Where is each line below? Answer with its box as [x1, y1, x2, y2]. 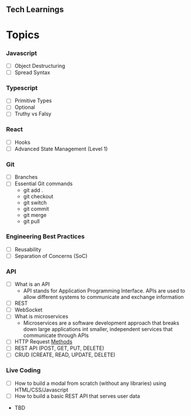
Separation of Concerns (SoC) [14, 252, 88, 259]
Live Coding [6, 366, 41, 374]
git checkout [23, 193, 54, 200]
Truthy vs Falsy [14, 111, 51, 118]
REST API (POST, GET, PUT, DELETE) [14, 345, 105, 352]
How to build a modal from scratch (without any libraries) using [14, 380, 166, 387]
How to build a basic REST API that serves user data [14, 392, 140, 400]
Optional [14, 104, 35, 111]
